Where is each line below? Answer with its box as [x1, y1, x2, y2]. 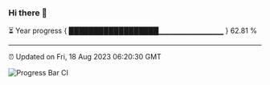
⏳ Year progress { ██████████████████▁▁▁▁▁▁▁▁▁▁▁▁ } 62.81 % [8, 26, 257, 35]
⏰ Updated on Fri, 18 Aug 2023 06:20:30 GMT [8, 52, 162, 62]
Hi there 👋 [8, 7, 48, 18]
